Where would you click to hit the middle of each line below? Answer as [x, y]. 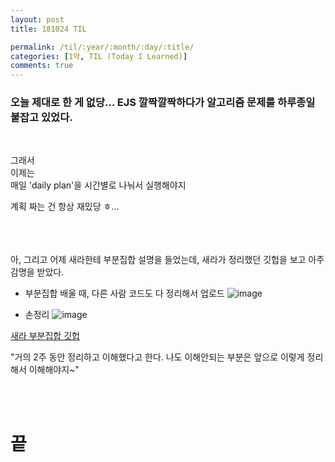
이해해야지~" [54, 370]
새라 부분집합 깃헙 [45, 336]
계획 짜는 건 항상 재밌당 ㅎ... [65, 207]
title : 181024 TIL [48, 29]
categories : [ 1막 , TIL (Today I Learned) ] [99, 56]
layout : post [37, 19]
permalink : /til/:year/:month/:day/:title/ [102, 47]
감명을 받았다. [37, 272]
